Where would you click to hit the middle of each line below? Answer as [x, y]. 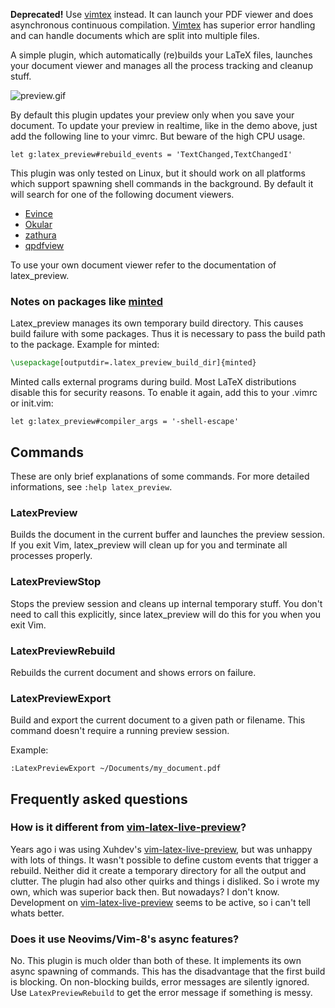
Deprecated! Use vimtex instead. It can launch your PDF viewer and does [162, 14]
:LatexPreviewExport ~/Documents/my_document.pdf [116, 769]
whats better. [37, 913]
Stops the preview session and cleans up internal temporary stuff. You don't [166, 603]
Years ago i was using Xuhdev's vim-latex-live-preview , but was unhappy [161, 849]
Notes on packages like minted [86, 301]
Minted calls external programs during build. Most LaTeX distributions [153, 382]
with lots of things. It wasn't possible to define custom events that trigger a [164, 860]
